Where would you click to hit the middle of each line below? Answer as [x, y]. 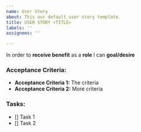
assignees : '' [23, 33]
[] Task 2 [25, 123]
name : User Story [27, 11]
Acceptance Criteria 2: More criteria [59, 89]
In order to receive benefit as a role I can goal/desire [70, 55]
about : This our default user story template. [64, 17]
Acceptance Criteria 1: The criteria [57, 83]
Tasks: [16, 104]
